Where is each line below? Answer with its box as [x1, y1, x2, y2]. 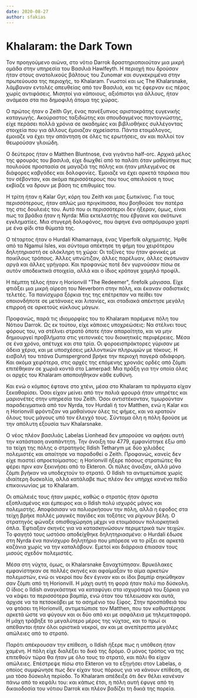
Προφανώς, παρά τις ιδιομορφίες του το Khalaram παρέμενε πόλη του [6, 315, 179, 322]
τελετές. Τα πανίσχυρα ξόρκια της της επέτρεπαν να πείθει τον [6, 291, 163, 298]
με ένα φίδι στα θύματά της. [6, 224, 75, 231]
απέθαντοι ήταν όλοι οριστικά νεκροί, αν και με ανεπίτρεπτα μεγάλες [6, 624, 178, 631]
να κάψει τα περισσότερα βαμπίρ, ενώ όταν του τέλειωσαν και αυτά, [6, 593, 175, 600]
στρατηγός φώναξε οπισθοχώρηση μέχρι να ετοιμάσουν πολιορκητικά [6, 518, 179, 525]
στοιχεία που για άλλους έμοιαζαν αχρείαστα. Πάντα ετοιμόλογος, [6, 127, 172, 134]
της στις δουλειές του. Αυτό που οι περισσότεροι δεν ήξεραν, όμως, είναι [6, 206, 186, 213]
